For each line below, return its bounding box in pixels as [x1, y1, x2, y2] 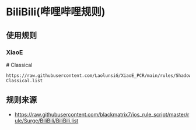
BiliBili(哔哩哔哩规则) [6, 5, 106, 19]
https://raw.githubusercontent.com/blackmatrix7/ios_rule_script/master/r [14, 111, 190, 118]
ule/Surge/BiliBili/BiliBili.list [14, 117, 79, 124]
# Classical [6, 61, 33, 68]
